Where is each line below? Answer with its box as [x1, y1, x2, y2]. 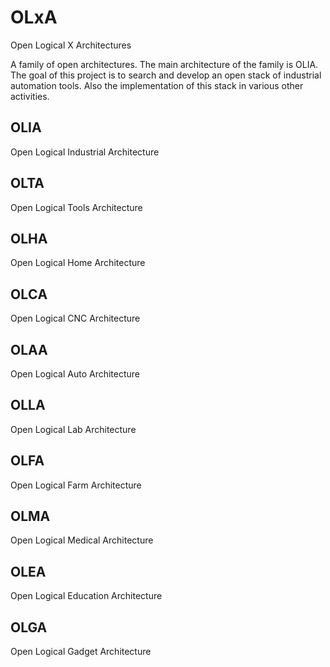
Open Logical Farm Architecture [10, 479, 142, 491]
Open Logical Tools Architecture [10, 201, 143, 213]
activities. [10, 90, 50, 102]
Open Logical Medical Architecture [10, 534, 154, 546]
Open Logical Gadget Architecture [10, 646, 152, 658]
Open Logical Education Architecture [10, 590, 163, 602]
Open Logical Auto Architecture [10, 368, 140, 380]
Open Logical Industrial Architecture [10, 146, 160, 158]
